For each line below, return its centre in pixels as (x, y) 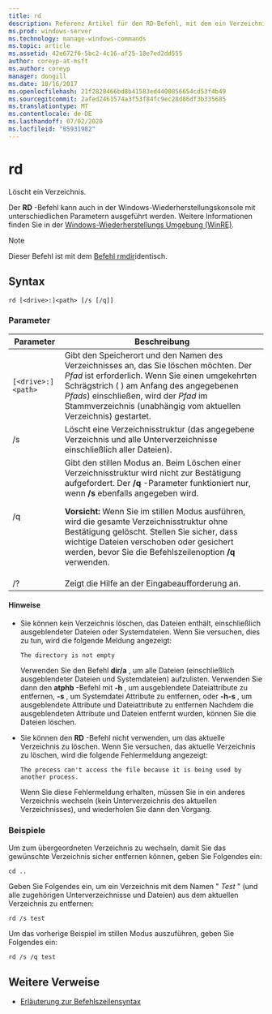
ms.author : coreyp (39, 69)
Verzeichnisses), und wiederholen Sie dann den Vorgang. (116, 809)
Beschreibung (162, 342)
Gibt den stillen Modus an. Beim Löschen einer (153, 462)
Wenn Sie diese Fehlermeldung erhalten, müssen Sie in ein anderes (132, 792)
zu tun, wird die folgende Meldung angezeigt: (96, 640)
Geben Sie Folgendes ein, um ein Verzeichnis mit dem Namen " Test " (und (133, 887)
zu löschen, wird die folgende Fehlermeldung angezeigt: (114, 755)
